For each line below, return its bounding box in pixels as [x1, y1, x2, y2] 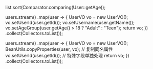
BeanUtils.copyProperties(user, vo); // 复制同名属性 [5, 46, 113, 52]
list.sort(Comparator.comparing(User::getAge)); [5, 5, 106, 10]
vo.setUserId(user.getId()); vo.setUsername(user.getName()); [5, 20, 135, 25]
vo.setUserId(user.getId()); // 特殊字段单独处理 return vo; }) [5, 53, 129, 58]
